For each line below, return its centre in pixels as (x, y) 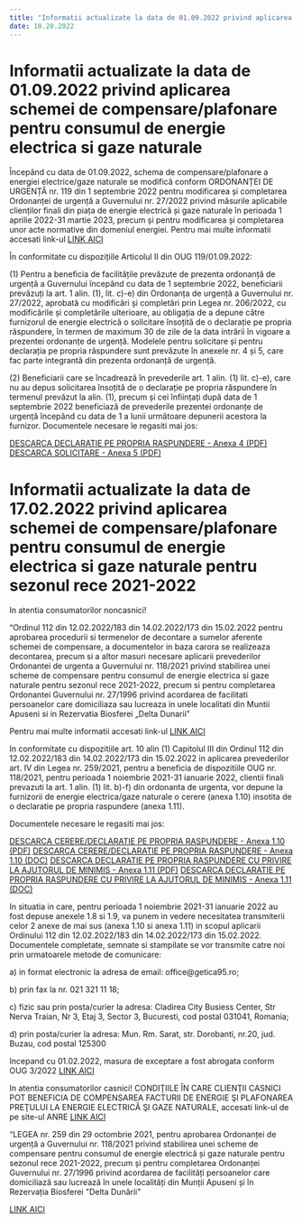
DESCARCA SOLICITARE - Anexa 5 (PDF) (86, 453)
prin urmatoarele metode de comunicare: (86, 955)
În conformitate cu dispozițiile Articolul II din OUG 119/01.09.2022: (131, 257)
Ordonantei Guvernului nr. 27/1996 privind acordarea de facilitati (128, 694)
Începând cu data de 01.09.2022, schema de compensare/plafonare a (139, 172)
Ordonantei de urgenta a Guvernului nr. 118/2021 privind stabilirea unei (140, 666)
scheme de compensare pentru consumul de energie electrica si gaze (139, 676)
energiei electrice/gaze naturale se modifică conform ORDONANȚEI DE (142, 182)
